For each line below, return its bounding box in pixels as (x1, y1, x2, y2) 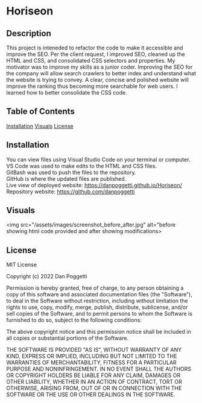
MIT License (6, 261, 37, 269)
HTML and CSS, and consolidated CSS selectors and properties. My (6, 57, 175, 64)
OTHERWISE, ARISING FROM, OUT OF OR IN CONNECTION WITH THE (6, 384, 182, 392)
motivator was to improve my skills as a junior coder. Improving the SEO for (6, 63, 193, 70)
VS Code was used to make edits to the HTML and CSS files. (6, 162, 157, 169)
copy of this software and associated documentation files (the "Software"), (6, 291, 193, 298)
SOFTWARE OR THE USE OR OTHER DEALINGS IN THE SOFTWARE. (6, 391, 175, 398)
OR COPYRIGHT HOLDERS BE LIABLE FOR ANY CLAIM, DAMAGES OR (6, 372, 181, 379)
